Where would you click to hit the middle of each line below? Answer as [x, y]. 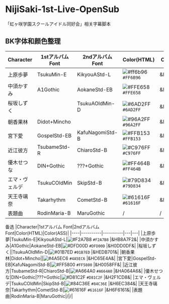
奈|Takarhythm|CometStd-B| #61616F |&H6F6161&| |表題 [74, 290]
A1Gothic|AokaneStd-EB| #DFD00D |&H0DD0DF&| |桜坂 [79, 246]
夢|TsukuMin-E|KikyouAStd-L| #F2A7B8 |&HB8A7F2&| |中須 [77, 239]
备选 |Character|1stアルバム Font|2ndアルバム [52, 227]
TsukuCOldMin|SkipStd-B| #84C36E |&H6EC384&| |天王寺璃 [84, 283]
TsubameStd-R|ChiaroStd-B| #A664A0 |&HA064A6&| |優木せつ [87, 271]
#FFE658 [132, 93]
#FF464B [132, 169]
